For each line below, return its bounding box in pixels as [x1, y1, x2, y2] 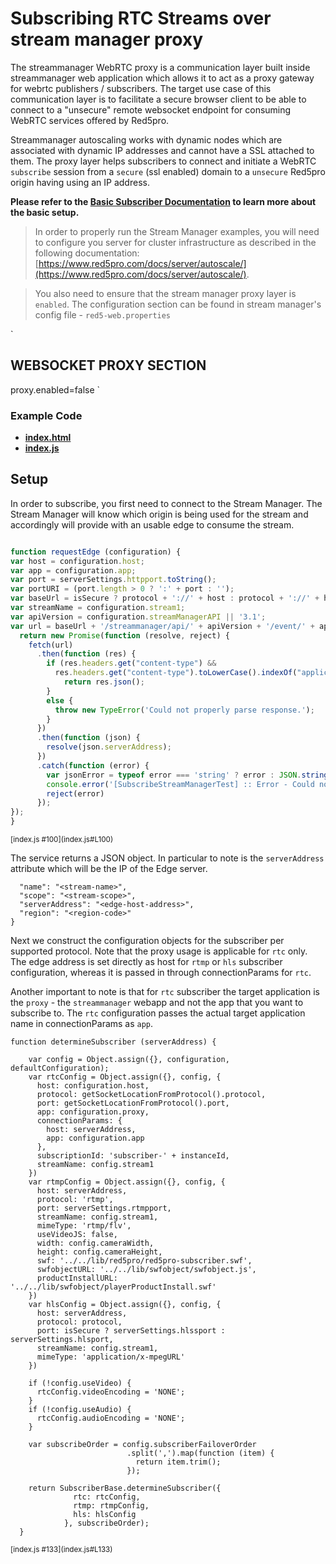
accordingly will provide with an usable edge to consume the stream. [10, 518, 295, 531]
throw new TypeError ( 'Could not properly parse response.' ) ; [54, 705, 315, 715]
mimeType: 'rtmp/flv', [36, 1221, 132, 1231]
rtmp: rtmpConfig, [73, 1501, 150, 1511]
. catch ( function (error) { [36, 760, 150, 771]
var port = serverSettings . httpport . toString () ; [10, 575, 217, 585]
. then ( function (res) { [36, 649, 137, 659]
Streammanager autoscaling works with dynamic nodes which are [10, 133, 283, 146]
